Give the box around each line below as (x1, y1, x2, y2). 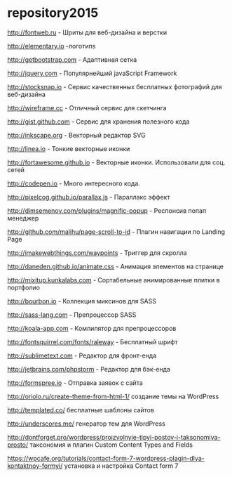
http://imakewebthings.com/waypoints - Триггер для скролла (7, 248, 187, 257)
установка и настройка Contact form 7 (64, 462, 179, 470)
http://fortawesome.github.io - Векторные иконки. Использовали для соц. (7, 158, 226, 166)
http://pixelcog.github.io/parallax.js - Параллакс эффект (7, 192, 170, 201)
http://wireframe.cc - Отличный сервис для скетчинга (7, 103, 167, 112)
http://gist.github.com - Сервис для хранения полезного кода (7, 117, 190, 126)
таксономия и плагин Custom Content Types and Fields (29, 440, 193, 449)
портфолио (7, 283, 41, 292)
